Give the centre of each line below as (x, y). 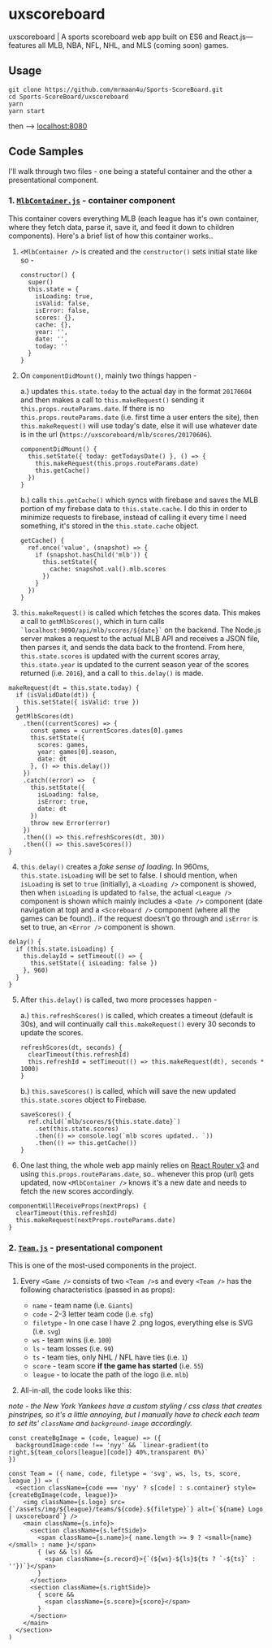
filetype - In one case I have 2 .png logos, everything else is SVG (142, 1323)
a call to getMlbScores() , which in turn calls (92, 621)
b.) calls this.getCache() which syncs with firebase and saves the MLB (139, 500)
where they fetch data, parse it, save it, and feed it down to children (121, 227)
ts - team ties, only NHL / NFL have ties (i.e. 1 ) (110, 1357)
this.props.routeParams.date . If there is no (92, 408)
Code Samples (46, 152)
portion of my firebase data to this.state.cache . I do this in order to (134, 508)
